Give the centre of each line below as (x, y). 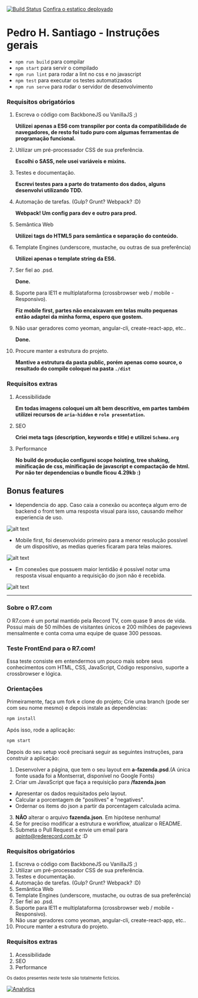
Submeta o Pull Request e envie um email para (71, 830)
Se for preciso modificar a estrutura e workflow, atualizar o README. (98, 823)
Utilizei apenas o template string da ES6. (66, 259)
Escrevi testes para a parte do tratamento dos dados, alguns (90, 184)
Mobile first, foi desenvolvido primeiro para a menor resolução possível (101, 540)
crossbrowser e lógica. (34, 673)
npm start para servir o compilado (57, 68)
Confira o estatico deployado (78, 9)
